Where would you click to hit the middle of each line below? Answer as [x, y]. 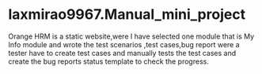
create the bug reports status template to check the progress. [109, 61]
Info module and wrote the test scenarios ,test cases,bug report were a [124, 44]
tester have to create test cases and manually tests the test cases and [122, 53]
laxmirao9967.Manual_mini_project [127, 15]
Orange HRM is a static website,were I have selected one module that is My [131, 36]
